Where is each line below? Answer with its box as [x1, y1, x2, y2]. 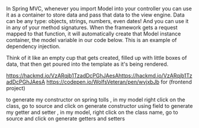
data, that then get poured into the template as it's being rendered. [6, 60, 169, 68]
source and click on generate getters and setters [6, 115, 126, 122]
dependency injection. [6, 43, 61, 50]
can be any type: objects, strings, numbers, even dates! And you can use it [6, 18, 189, 24]
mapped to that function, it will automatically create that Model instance [6, 30, 181, 37]
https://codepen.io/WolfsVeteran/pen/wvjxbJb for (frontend [46, 78, 192, 85]
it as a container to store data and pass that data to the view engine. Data [6, 11, 185, 18]
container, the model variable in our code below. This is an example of [6, 37, 177, 43]
